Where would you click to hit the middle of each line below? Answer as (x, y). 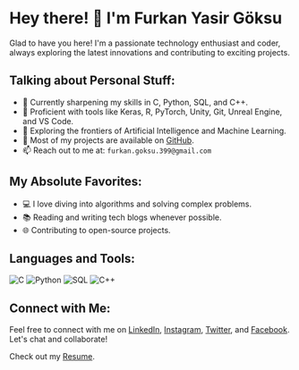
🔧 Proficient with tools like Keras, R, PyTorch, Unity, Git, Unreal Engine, (152, 112)
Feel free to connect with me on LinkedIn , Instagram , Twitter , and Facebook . (149, 330)
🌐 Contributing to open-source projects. (97, 230)
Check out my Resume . (52, 357)
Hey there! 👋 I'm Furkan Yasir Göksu (146, 18)
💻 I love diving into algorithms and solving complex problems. (137, 204)
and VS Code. (48, 121)
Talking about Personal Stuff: (93, 81)
